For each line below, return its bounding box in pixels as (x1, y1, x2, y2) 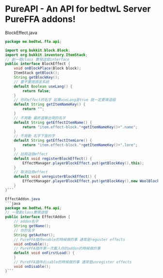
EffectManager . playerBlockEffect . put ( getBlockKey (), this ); (22, 161, 145, 165)
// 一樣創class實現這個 (5, 210, 48, 215)
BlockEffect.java (5, 30, 37, 35)
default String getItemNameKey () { (14, 102, 86, 107)
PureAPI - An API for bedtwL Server (5, 3, 151, 15)
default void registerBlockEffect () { (14, 156, 92, 161)
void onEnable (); (14, 242, 49, 246)
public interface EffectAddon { (5, 214, 70, 219)
